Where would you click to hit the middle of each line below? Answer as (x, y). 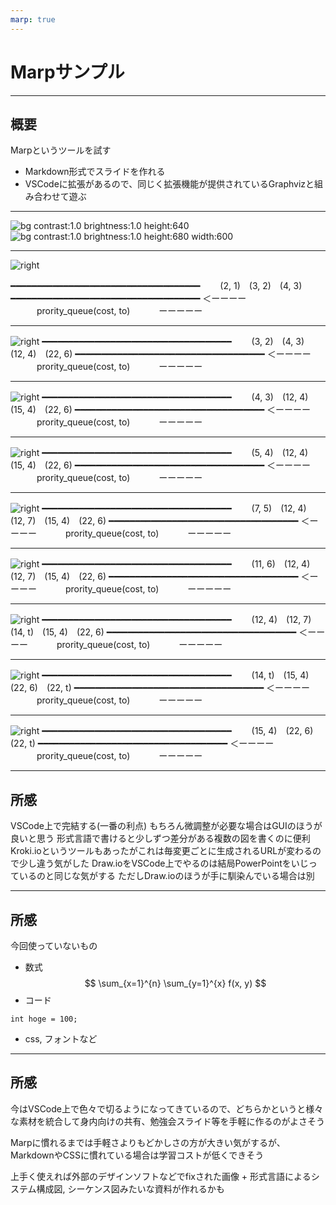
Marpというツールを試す (61, 150)
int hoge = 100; (44, 1019)
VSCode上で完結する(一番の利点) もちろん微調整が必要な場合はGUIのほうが (166, 826)
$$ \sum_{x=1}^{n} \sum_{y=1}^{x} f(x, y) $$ (175, 983)
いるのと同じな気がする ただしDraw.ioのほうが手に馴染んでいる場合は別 (166, 876)
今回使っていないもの (54, 945)
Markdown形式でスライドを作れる (95, 172)
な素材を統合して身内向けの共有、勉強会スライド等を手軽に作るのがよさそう (167, 1121)
